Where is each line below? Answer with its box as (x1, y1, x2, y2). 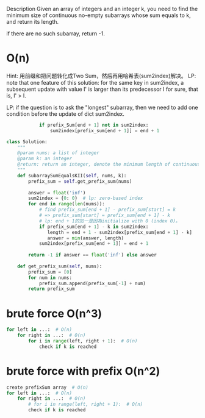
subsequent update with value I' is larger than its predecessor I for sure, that (6, 85, 198, 93)
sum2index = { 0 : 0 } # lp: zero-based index (28, 195, 143, 202)
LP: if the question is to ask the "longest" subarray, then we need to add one (6, 104, 198, 111)
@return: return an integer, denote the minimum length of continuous (17, 161, 201, 168)
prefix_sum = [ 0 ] (28, 269, 72, 275)
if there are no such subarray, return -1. (6, 30, 105, 37)
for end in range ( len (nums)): (28, 201, 105, 207)
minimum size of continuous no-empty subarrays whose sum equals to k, (6, 12, 191, 19)
